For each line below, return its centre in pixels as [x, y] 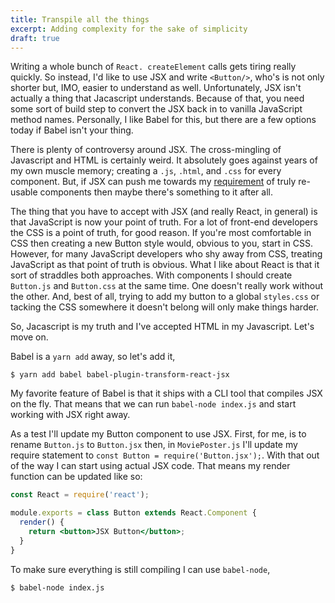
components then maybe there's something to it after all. [156, 192]
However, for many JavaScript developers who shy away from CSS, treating [166, 254]
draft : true [35, 38]
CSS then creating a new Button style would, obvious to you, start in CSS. [161, 243]
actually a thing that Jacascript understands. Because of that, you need [157, 98]
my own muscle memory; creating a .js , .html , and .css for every [146, 171]
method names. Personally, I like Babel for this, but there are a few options [163, 120]
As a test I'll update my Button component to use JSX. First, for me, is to [158, 434]
